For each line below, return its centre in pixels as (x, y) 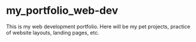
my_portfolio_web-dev (62, 11)
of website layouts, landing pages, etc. (53, 32)
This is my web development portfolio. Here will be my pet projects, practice (98, 26)
